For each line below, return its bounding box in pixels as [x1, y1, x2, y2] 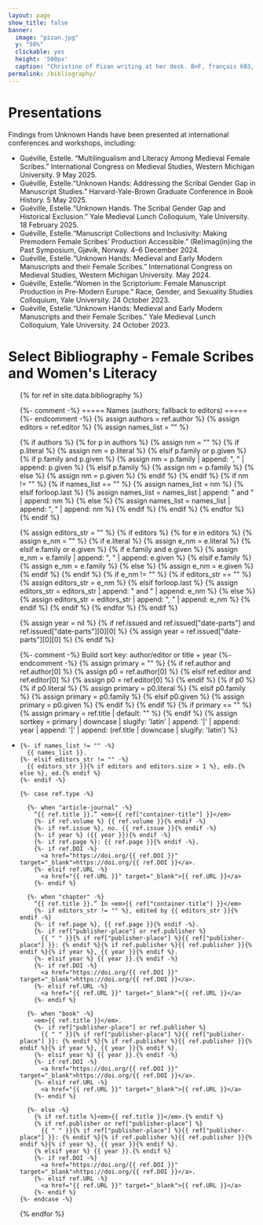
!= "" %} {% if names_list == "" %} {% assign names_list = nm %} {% [19, 479, 244, 488]
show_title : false [8, 19, 68, 27]
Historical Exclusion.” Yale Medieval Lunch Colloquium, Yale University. [19, 211, 250, 221]
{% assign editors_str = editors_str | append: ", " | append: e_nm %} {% [19, 594, 251, 604]
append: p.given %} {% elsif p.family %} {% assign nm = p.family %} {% [19, 463, 254, 472]
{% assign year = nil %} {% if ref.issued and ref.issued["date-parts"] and [19, 618, 255, 627]
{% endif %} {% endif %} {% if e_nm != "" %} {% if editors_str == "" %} [19, 569, 252, 579]
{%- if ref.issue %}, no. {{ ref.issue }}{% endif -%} [34, 824, 217, 832]
